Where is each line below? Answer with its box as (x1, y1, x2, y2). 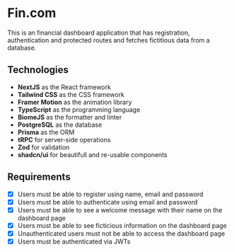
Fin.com (7, 5, 57, 21)
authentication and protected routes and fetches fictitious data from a (7, 35, 210, 44)
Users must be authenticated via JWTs (17, 237, 131, 246)
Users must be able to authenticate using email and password (17, 197, 198, 206)
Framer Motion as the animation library (17, 98, 132, 106)
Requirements (7, 171, 71, 183)
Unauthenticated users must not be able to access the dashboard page (17, 229, 226, 238)
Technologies (7, 64, 69, 76)
